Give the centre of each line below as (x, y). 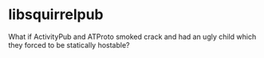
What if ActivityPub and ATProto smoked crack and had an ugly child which (132, 37)
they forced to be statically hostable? (69, 44)
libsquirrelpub (56, 15)
